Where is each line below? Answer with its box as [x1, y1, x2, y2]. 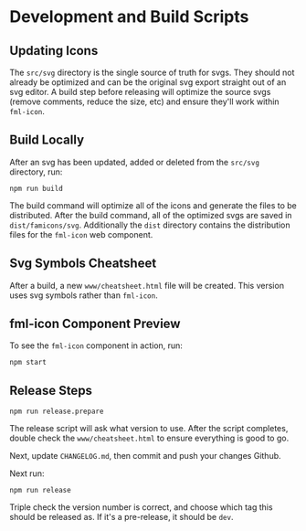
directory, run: [9, 166, 63, 177]
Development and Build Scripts [9, 6, 249, 27]
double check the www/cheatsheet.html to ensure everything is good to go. [9, 432, 290, 444]
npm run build [9, 184, 64, 193]
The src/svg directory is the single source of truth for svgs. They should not [9, 67, 295, 78]
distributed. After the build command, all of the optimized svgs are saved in [9, 209, 292, 220]
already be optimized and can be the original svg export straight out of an [9, 77, 287, 88]
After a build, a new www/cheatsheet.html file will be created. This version [9, 280, 285, 291]
